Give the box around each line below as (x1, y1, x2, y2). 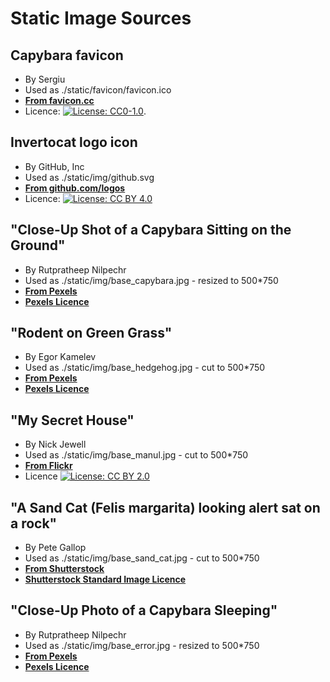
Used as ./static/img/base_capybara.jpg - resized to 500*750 (24, 274, 279, 286)
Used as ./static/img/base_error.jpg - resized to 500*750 (24, 639, 260, 651)
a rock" (10, 515, 58, 532)
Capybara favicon (10, 47, 124, 64)
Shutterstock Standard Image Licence (24, 573, 187, 586)
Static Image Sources (10, 7, 192, 30)
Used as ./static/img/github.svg (24, 171, 155, 183)
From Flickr (24, 460, 73, 472)
